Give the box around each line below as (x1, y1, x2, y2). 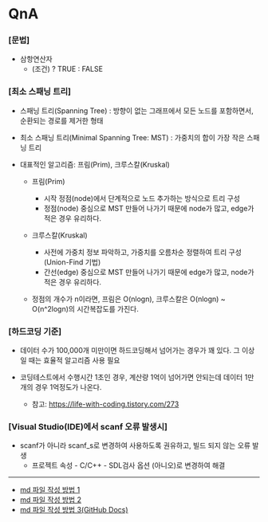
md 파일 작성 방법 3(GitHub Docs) (19, 505, 129, 515)
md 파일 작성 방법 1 (19, 485, 81, 495)
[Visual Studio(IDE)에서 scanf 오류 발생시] (8, 422, 167, 432)
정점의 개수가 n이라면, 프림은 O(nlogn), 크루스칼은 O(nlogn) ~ (31, 294, 226, 304)
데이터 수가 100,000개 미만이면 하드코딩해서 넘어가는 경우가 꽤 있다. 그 (19, 346, 241, 355)
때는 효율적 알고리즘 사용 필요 (28, 355, 120, 365)
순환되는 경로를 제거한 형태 (19, 116, 104, 125)
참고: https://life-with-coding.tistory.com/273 (31, 399, 179, 409)
